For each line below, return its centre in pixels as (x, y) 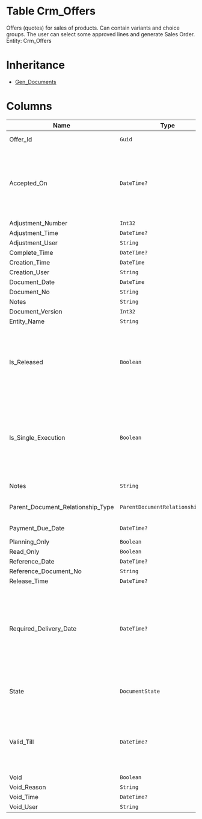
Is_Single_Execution (37, 437)
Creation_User (29, 272)
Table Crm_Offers (51, 11)
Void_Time (24, 797)
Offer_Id (21, 139)
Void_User (23, 806)
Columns (29, 106)
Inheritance (35, 65)
